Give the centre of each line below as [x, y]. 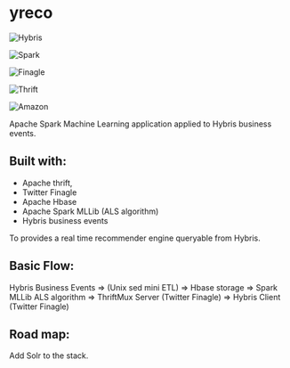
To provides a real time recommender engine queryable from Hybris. [135, 238]
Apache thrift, [47, 183]
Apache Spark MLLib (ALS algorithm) [90, 211]
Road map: [40, 334]
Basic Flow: [42, 266]
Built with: [38, 162]
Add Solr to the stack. [49, 356]
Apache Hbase [49, 201]
